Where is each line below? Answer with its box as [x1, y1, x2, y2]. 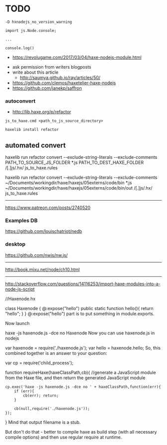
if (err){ [14, 389, 35, 394]
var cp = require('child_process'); [5, 359, 74, 366]
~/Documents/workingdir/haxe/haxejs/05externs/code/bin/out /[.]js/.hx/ [5, 185, 153, 191]
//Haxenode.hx [5, 296, 36, 302]
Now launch [5, 320, 30, 326]
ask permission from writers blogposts [12, 64, 91, 70]
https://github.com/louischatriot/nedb [5, 228, 82, 234]
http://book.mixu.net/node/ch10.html [5, 266, 80, 272]
